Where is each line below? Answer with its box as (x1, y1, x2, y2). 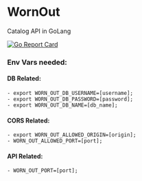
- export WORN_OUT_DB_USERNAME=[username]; (7, 90, 134, 97)
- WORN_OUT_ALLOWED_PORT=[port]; (7, 138, 103, 145)
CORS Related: (7, 116, 50, 125)
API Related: (7, 152, 43, 160)
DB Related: (7, 74, 41, 83)
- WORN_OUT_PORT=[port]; (7, 167, 78, 174)
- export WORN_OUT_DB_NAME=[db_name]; (7, 102, 118, 109)
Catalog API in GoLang (7, 27, 71, 35)
